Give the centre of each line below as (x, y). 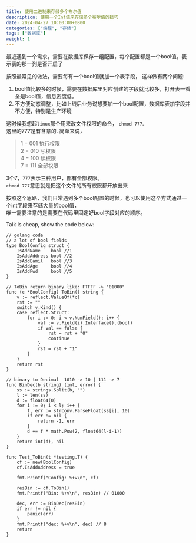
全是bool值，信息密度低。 (46, 96)
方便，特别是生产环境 (46, 111)
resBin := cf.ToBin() (43, 488)
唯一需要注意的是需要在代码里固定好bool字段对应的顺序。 (76, 213)
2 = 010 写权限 (38, 151)
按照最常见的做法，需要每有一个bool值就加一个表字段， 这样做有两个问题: (95, 76)
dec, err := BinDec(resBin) (51, 503)
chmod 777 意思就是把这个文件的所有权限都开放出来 (67, 185)
